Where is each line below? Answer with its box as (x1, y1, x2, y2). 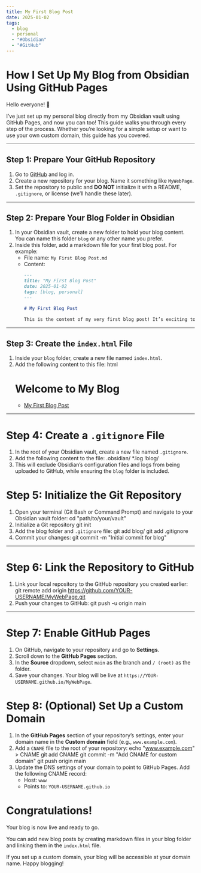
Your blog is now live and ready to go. (6, 824, 100, 831)
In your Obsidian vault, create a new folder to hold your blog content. (14, 229, 185, 236)
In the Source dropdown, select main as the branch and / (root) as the (14, 659, 191, 666)
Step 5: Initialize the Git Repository (6, 488, 182, 502)
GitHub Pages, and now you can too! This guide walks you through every (6, 118, 186, 126)
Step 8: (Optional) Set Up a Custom (6, 699, 184, 713)
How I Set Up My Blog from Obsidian (6, 68, 190, 82)
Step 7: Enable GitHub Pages (6, 626, 151, 640)
